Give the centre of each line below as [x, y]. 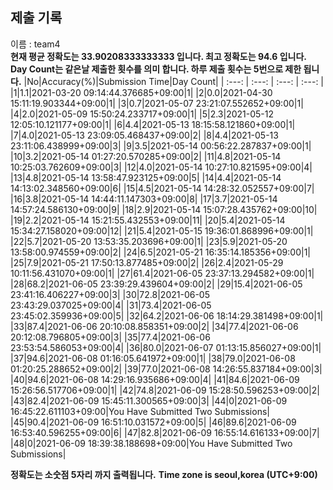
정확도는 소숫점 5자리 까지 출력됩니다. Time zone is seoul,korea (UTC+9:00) [164, 474]
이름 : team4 [35, 44]
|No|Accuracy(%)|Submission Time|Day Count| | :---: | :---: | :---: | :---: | [174, 81]
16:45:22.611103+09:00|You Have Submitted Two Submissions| [140, 411]
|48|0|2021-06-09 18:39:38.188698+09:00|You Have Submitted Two [151, 443]
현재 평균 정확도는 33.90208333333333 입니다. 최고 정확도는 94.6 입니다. [159, 56]
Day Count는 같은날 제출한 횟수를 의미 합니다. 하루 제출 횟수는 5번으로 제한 [156, 69]
